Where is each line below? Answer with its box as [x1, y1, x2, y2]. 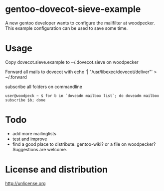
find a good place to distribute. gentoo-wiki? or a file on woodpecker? [12, 141, 156, 147]
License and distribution [5, 164, 108, 175]
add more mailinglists [12, 130, 56, 136]
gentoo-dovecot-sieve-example [5, 3, 141, 15]
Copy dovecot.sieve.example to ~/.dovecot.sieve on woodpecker [5, 59, 139, 65]
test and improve [12, 136, 47, 142]
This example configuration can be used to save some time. [5, 25, 128, 31]
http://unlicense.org [5, 180, 46, 186]
